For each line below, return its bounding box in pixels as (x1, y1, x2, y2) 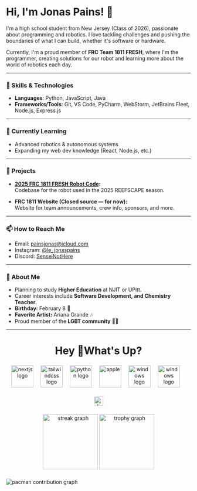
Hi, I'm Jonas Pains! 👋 (6, 5, 113, 19)
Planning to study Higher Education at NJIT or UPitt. (14, 286, 142, 293)
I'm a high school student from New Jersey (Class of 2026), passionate (6, 25, 179, 32)
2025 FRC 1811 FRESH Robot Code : (14, 180, 101, 187)
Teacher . (14, 299, 37, 306)
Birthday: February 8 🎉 (14, 305, 71, 312)
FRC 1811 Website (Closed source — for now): (14, 198, 128, 205)
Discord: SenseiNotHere (14, 253, 73, 260)
